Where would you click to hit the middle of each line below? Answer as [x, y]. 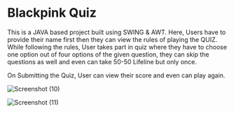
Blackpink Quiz [52, 13]
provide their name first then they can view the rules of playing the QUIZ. [112, 39]
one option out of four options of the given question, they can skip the [108, 54]
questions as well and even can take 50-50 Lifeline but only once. [102, 61]
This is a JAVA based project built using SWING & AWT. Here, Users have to [117, 32]
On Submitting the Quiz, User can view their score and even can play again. [116, 75]
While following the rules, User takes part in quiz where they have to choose [117, 47]
